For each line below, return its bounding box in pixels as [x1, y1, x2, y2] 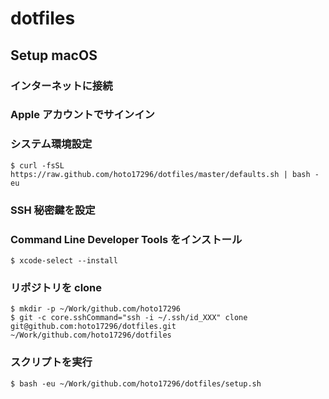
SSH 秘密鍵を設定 [10, 203, 96, 217]
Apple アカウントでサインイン [10, 108, 155, 122]
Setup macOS [10, 47, 98, 64]
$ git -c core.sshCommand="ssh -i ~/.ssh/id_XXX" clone [10, 313, 248, 323]
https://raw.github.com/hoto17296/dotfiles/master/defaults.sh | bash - [10, 169, 320, 179]
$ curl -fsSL [10, 160, 65, 171]
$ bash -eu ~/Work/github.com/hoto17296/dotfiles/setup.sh [10, 378, 262, 389]
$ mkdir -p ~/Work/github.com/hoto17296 [10, 304, 182, 314]
